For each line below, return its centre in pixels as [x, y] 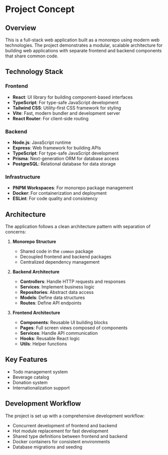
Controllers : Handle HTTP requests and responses [73, 282]
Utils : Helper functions [44, 344]
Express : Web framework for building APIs [57, 147]
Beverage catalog [31, 377]
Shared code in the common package [57, 251]
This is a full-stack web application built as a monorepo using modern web [82, 40]
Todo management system [40, 371]
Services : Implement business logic [57, 287]
